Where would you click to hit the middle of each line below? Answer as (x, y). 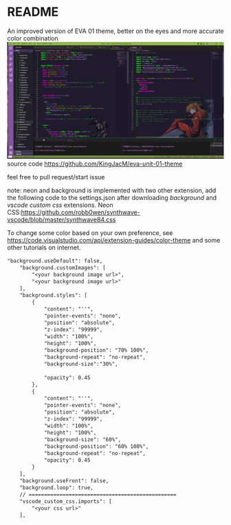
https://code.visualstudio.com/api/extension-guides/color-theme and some (114, 240)
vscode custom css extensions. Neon (60, 205)
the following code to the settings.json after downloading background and (112, 197)
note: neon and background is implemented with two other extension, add (112, 190)
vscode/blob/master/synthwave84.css (62, 219)
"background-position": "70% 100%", (96, 350)
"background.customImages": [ (63, 268)
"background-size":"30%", (81, 364)
